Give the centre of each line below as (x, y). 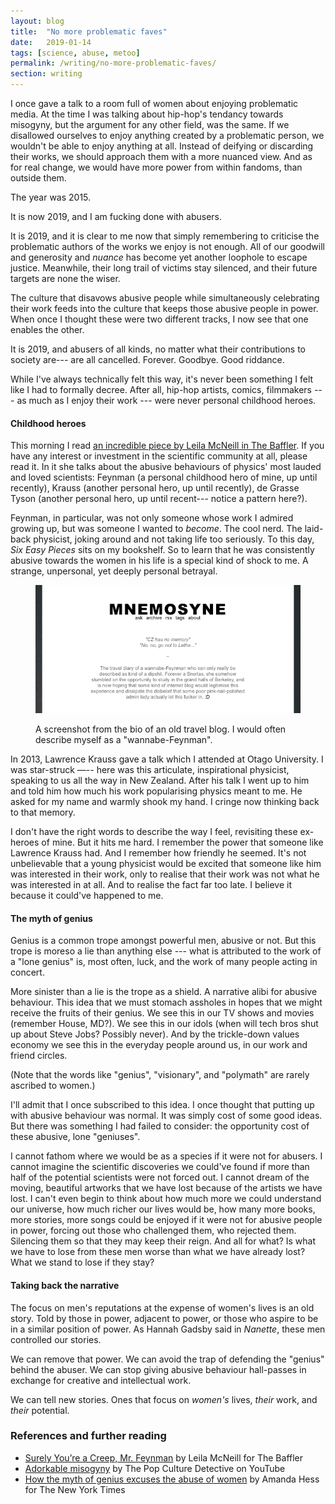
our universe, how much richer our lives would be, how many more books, (163, 1209)
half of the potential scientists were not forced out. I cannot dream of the (160, 1177)
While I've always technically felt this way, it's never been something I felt (162, 379)
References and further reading (88, 1436)
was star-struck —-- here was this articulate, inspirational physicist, (150, 770)
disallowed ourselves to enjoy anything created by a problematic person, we (167, 135)
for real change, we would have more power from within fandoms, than (156, 167)
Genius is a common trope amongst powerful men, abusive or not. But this (163, 941)
